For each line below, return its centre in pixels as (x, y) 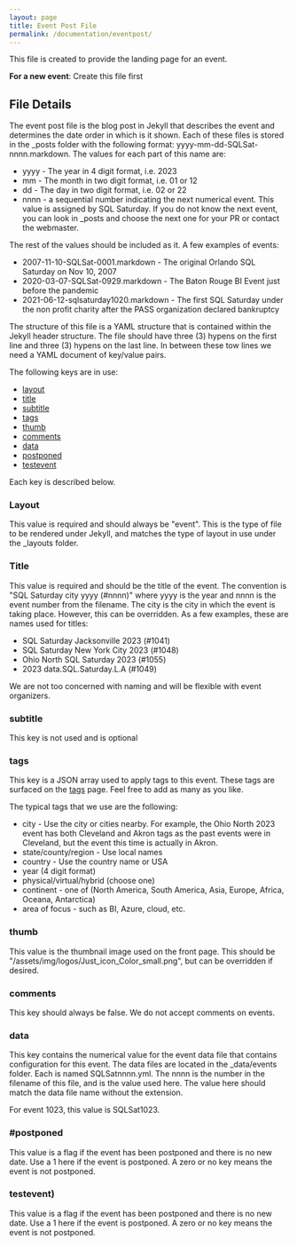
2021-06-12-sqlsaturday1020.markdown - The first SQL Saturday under (152, 300)
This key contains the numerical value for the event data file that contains (143, 1055)
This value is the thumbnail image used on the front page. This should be (142, 951)
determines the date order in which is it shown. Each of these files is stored (147, 135)
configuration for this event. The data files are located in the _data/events (143, 1064)
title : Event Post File (53, 26)
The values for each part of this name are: (149, 154)
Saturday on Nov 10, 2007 (69, 272)
